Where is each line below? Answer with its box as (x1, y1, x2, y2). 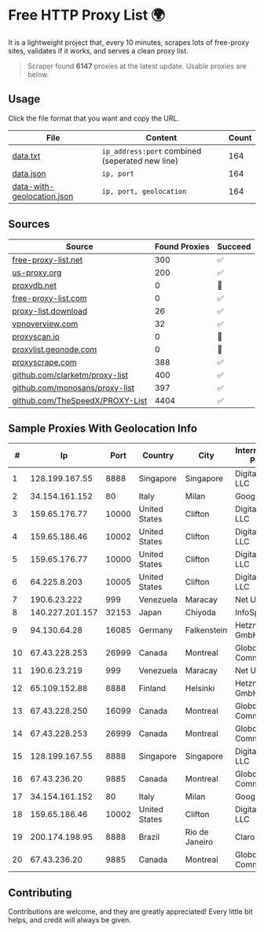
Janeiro (185, 837, 214, 848)
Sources (8, 217, 50, 231)
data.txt (12, 150, 41, 162)
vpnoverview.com (12, 318, 79, 329)
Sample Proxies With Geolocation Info (8, 421, 198, 435)
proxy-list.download (12, 305, 88, 316)
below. (27, 69, 49, 79)
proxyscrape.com (12, 356, 77, 367)
